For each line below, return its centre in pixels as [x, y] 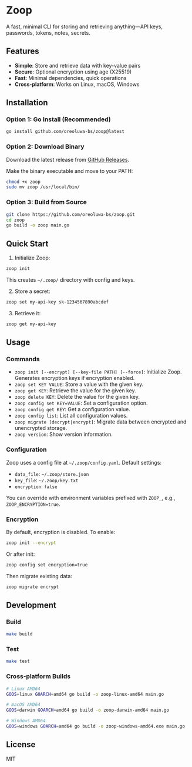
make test [18, 661]
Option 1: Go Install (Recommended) [58, 119]
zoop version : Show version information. [63, 434]
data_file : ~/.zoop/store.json [52, 473]
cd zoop [16, 220]
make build [19, 634]
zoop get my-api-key [31, 324]
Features [23, 51]
